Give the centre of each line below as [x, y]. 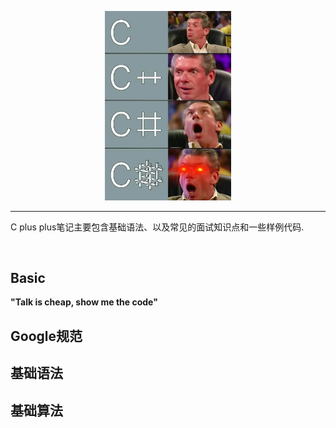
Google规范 [46, 336]
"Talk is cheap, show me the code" [84, 302]
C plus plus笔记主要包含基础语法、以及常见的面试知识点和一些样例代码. [157, 227]
